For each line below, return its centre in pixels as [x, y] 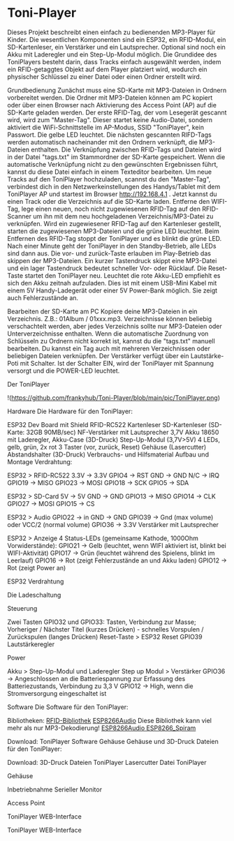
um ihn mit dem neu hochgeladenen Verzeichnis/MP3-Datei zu [123, 216]
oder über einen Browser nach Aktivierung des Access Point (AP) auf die [112, 105]
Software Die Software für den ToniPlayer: [68, 707]
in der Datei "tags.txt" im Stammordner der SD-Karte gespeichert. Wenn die [116, 157]
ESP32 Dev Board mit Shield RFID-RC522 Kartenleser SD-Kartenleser [107, 424]
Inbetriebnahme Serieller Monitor [55, 789]
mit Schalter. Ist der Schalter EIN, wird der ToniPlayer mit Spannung [117, 363]
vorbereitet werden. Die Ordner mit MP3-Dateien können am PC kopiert [110, 97]
